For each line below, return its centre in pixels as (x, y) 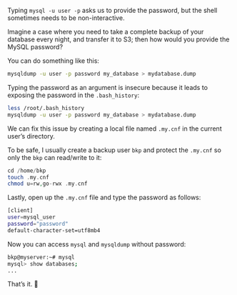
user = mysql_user (31, 217)
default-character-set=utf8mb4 (54, 230)
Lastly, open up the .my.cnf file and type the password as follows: (104, 197)
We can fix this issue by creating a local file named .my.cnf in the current (115, 129)
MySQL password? (35, 47)
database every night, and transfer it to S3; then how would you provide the (118, 39)
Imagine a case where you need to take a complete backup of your (106, 32)
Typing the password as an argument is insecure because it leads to (108, 87)
